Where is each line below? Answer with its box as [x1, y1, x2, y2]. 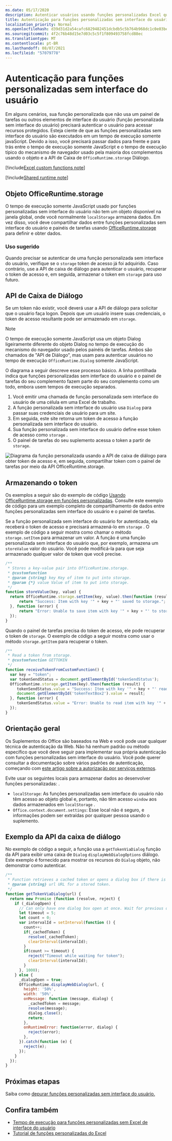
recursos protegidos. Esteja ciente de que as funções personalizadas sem [5, 128, 162, 134]
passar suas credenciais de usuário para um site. [12, 410, 117, 416]
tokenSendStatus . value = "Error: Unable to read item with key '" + [16, 701, 166, 706]
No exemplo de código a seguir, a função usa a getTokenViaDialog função [5, 846, 161, 852]
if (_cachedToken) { [24, 929, 66, 934]
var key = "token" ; [10, 672, 52, 677]
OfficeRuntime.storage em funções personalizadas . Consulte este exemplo [5, 498, 163, 504]
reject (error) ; [28, 1030, 60, 1035]
